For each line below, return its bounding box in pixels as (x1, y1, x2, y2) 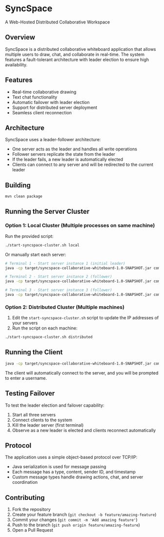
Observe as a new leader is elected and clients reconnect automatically (12, 427, 156, 433)
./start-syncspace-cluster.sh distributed (5, 335, 93, 340)
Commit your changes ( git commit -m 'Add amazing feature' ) (12, 517, 138, 523)
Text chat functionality (12, 94, 58, 100)
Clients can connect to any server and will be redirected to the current (12, 162, 154, 167)
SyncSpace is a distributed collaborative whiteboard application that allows (5, 46, 156, 52)
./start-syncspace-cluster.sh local (5, 243, 80, 248)
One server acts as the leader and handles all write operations (12, 146, 138, 152)
